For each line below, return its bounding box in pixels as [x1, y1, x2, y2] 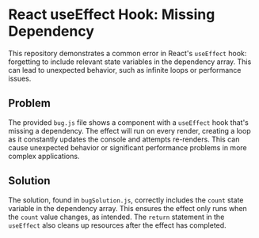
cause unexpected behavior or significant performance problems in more [8, 142, 247, 152]
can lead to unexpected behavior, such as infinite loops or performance [8, 65, 242, 74]
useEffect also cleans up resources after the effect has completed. [8, 220, 227, 230]
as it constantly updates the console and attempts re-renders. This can [8, 134, 240, 144]
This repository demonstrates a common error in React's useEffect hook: [8, 48, 247, 58]
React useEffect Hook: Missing [8, 6, 215, 24]
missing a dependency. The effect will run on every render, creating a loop [8, 126, 251, 135]
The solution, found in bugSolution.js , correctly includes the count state [8, 195, 244, 205]
